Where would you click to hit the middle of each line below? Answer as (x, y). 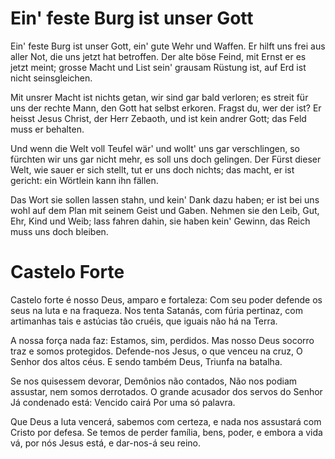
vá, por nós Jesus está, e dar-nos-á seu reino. (106, 443)
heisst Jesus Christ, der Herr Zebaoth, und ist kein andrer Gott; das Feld (158, 118)
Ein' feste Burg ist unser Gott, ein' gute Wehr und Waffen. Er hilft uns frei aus (168, 46)
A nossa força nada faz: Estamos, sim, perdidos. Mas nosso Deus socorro (162, 340)
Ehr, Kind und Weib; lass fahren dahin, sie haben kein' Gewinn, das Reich (160, 221)
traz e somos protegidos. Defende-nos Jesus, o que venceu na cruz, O (156, 351)
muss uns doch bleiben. (59, 231)
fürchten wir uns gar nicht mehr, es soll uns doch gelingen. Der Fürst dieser (166, 159)
